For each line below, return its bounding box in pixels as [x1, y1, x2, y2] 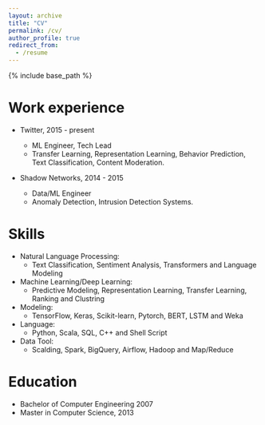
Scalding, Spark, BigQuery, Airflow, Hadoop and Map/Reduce [31, 344, 234, 354]
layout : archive [8, 11, 62, 20]
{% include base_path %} [8, 71, 93, 80]
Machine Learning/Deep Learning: [19, 276, 133, 286]
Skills [8, 225, 45, 244]
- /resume [15, 49, 48, 57]
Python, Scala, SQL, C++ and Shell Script [31, 328, 168, 337]
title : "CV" [8, 19, 48, 27]
